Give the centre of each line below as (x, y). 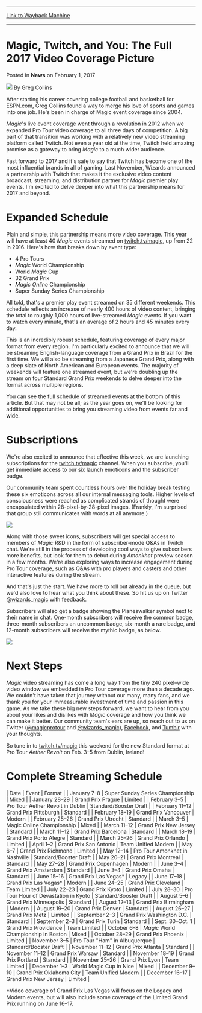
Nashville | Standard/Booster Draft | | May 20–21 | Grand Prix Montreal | (95, 857)
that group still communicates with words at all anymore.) (77, 513)
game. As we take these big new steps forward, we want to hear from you (98, 708)
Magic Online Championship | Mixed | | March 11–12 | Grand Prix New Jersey (101, 825)
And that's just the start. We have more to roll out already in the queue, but (99, 586)
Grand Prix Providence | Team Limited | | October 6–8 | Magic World (91, 927)
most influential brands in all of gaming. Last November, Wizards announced (101, 167)
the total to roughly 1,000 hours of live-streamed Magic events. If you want (99, 315)
